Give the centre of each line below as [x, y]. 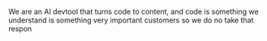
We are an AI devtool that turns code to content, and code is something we [133, 12]
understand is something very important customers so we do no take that [131, 20]
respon [20, 29]
